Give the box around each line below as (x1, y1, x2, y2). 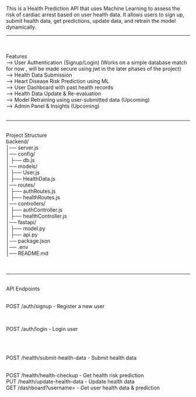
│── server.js (6, 144, 39, 151)
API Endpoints (6, 285, 40, 292)
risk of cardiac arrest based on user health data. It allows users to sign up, (6, 11, 185, 18)
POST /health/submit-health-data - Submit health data (6, 354, 137, 361)
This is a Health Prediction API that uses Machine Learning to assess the (6, 5, 180, 12)
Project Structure (6, 132, 47, 139)
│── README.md (6, 250, 48, 257)
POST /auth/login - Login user (6, 326, 78, 332)
